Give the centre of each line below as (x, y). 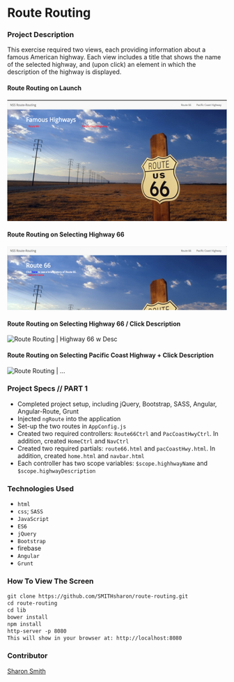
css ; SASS (30, 511)
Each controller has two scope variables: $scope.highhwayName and (112, 463)
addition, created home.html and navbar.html (81, 455)
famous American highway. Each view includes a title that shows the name (114, 57)
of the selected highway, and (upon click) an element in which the (102, 65)
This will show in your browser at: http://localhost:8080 (95, 638)
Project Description (41, 35)
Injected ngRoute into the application (69, 418)
